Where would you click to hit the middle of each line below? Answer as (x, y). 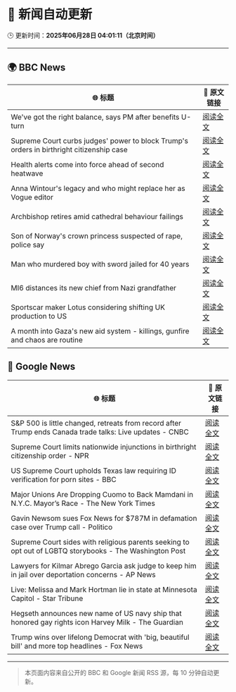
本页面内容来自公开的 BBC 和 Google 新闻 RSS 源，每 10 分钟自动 (119, 672)
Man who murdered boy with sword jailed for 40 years (100, 264)
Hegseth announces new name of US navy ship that (96, 613)
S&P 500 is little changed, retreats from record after (96, 423)
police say (28, 245)
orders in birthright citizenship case (69, 149)
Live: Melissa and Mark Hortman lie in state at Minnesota (104, 589)
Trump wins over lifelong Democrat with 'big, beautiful (100, 637)
